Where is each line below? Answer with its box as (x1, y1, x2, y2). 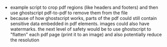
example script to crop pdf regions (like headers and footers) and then (10, 5, 158, 10)
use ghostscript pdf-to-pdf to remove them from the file (10, 10, 128, 16)
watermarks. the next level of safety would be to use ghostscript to (10, 26, 152, 32)
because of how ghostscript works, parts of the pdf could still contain (10, 15, 157, 21)
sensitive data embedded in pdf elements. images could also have (10, 20, 150, 27)
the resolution (10, 37, 40, 43)
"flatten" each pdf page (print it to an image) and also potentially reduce (10, 32, 162, 37)
